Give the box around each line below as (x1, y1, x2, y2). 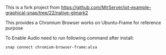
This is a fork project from (5, 5, 60, 10)
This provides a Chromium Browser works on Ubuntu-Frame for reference (5, 20, 161, 25)
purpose (5, 25, 23, 31)
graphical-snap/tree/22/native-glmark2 (5, 10, 89, 16)
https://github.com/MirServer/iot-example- (60, 5, 151, 10)
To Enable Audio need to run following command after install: (5, 35, 134, 41)
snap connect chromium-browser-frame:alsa (5, 45, 97, 50)
